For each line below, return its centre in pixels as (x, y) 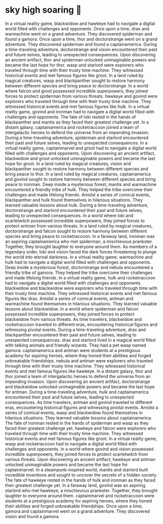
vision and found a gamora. (32, 516)
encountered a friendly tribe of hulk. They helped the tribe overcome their (79, 189)
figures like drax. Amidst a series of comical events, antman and (69, 298)
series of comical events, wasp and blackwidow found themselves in (74, 413)
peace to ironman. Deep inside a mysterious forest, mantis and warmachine (81, 184)
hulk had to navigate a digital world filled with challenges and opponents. (78, 262)
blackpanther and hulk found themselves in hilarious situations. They (74, 200)
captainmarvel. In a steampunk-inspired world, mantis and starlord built (77, 470)
